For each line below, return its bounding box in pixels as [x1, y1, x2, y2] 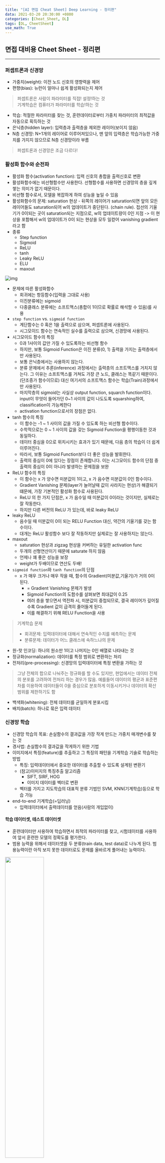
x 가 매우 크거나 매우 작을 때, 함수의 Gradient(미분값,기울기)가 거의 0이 [19, 573, 155, 579]
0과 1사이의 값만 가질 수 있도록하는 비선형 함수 [19, 340, 108, 346]
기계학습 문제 [17, 620, 43, 626]
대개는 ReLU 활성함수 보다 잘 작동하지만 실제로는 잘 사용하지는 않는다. [19, 530, 154, 536]
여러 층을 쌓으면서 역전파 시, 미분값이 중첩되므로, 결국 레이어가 [27, 597, 146, 603]
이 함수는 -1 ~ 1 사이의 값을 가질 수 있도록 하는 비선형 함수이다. [19, 420, 139, 426]
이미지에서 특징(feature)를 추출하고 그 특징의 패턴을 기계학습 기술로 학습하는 [12, 749, 159, 755]
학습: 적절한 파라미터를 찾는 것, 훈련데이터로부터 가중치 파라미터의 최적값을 [12, 112, 156, 118]
